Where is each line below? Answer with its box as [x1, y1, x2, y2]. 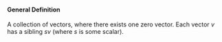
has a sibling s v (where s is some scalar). [7, 28, 124, 36]
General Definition [7, 5, 60, 14]
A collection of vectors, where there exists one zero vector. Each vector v [7, 20, 215, 28]
